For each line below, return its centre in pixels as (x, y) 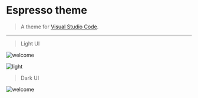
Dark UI (30, 78)
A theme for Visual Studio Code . (60, 27)
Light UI (30, 43)
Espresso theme (47, 10)
